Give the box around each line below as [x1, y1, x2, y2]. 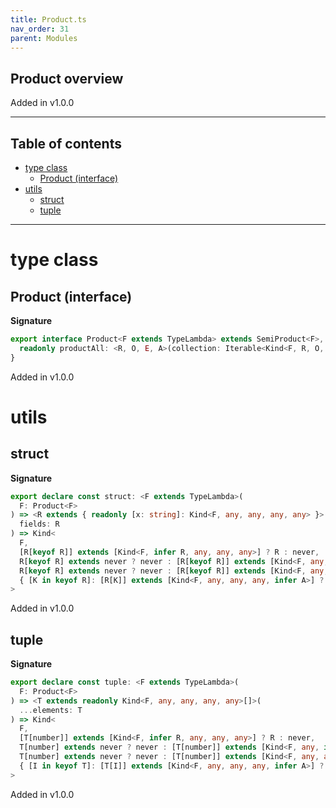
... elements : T [19, 705, 83, 715]
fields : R [19, 519, 60, 530]
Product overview [10, 70, 124, 87]
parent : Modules [10, 33, 78, 43]
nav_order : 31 [10, 24, 70, 34]
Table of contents [10, 135, 122, 152]
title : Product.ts [10, 14, 87, 25]
